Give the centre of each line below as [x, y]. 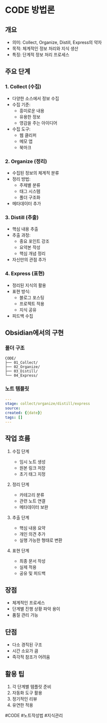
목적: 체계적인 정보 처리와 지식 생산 [45, 49]
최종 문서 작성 [32, 561]
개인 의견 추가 [32, 534]
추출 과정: [21, 235]
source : [13, 408]
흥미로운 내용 [32, 110]
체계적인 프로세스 [28, 603]
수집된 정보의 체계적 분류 [36, 173]
